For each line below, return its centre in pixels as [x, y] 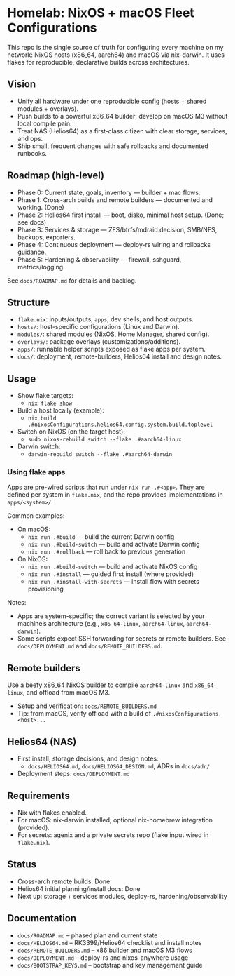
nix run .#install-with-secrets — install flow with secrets [113, 582]
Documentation [42, 918]
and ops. [30, 138]
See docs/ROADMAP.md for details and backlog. [72, 280]
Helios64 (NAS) [42, 742]
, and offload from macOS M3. [66, 693]
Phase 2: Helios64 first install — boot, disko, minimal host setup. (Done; [121, 215]
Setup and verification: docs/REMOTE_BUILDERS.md [87, 706]
